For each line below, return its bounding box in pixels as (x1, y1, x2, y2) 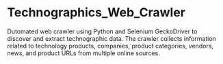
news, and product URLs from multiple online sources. (7, 49, 161, 57)
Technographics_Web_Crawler (7, 5, 186, 20)
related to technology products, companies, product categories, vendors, (7, 42, 214, 50)
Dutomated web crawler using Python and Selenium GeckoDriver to (7, 27, 198, 35)
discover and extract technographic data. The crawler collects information (7, 34, 217, 42)
